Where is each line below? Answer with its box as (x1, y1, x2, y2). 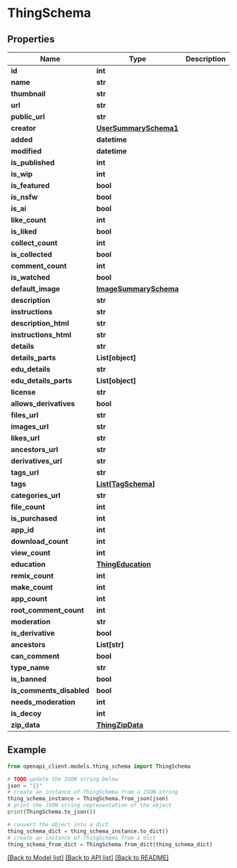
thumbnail (11, 89, 46, 98)
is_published (11, 157, 55, 167)
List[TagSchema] (96, 479, 155, 489)
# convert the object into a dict (7, 821, 109, 828)
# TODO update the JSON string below (7, 775, 119, 783)
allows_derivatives (11, 399, 75, 408)
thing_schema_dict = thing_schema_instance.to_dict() (7, 828, 169, 835)
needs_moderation (11, 697, 75, 707)
